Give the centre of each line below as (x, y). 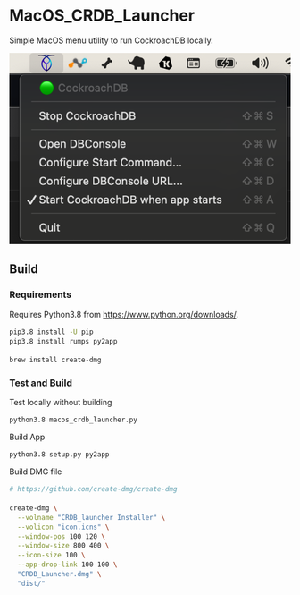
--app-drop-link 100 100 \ (67, 565)
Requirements (41, 294)
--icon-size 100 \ (52, 556)
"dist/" (32, 583)
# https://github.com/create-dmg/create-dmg (93, 489)
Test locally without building (61, 403)
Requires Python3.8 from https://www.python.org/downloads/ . (124, 314)
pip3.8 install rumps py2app (63, 341)
